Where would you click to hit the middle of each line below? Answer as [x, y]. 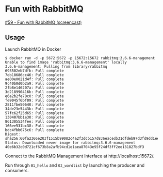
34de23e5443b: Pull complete [34, 109]
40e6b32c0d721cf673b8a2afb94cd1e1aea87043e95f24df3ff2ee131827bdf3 [75, 147]
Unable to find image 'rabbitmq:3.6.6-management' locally [66, 62]
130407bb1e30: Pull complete [34, 117]
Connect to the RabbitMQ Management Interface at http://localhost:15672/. [80, 156]
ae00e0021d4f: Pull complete [34, 79]
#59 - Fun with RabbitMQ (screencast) [43, 22]
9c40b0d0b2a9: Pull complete [34, 83]
